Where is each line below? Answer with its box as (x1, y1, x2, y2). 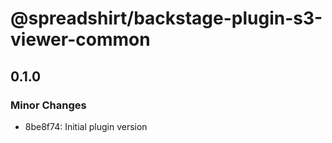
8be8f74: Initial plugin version (24, 120, 148, 132)
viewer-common (10, 28, 151, 51)
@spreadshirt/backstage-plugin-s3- (10, 7, 323, 30)
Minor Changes (10, 98, 87, 112)
